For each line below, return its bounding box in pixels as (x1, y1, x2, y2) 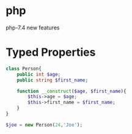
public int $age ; (16, 71, 61, 77)
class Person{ (5, 65, 42, 72)
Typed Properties (5, 45, 96, 59)
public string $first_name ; (16, 77, 88, 83)
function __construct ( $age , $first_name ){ (16, 88, 127, 94)
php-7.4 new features (5, 24, 60, 31)
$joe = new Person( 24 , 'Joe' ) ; (5, 122, 83, 128)
